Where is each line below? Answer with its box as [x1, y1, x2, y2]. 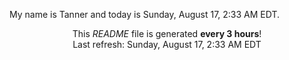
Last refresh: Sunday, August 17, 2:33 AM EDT [72, 39, 262, 50]
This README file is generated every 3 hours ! [72, 28, 262, 39]
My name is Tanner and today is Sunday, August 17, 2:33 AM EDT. [9, 9, 281, 20]
